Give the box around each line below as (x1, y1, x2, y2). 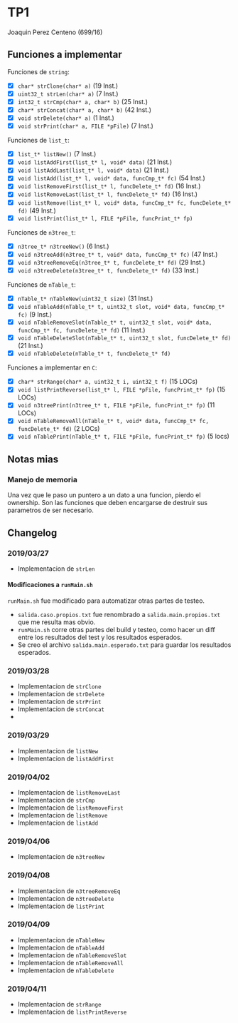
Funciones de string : (7, 67, 70, 76)
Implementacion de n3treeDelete (17, 894, 114, 902)
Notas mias (7, 453, 59, 465)
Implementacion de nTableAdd (17, 943, 105, 952)
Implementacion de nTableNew (17, 935, 105, 944)
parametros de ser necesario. (7, 506, 94, 514)
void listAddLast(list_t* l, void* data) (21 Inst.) (17, 166, 169, 175)
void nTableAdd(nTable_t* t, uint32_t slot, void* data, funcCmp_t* (17, 303, 225, 310)
